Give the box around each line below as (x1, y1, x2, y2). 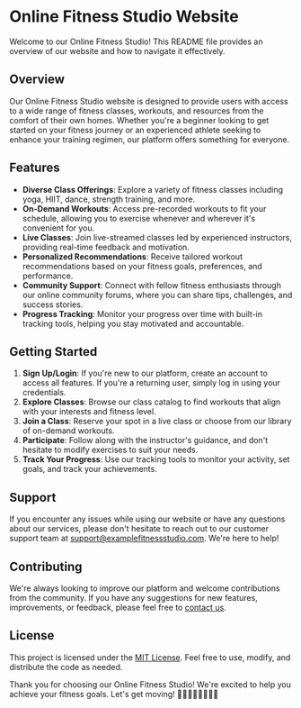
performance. (22, 270, 74, 281)
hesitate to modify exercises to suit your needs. (22, 444, 199, 456)
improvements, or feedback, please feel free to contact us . (9, 602, 226, 613)
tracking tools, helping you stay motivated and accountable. (22, 318, 244, 329)
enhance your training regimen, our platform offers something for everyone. (9, 133, 290, 145)
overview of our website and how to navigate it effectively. (9, 45, 226, 56)
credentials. (22, 387, 66, 398)
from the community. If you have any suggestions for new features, (9, 593, 258, 603)
